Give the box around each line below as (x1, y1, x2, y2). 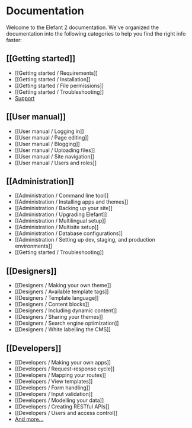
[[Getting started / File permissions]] (14, 82, 104, 89)
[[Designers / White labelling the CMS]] (14, 326, 111, 333)
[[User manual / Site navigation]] (14, 153, 95, 160)
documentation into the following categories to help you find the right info (6, 30, 186, 37)
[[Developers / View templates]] (14, 378, 93, 385)
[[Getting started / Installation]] (14, 75, 91, 83)
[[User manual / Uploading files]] (14, 147, 95, 154)
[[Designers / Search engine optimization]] (14, 319, 119, 327)
